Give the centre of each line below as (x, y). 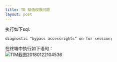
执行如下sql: (18, 29)
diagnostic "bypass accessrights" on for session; (59, 38)
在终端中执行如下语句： (29, 48)
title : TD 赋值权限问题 (27, 10)
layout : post (19, 14)
